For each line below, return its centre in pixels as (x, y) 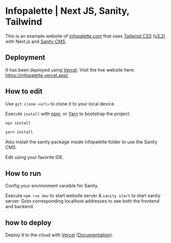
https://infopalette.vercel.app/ (37, 75)
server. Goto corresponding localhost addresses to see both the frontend (82, 201)
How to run (23, 173)
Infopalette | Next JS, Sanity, (67, 11)
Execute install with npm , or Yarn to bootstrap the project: (68, 114)
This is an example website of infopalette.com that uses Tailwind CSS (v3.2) (85, 36)
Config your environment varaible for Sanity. (52, 186)
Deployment (25, 58)
